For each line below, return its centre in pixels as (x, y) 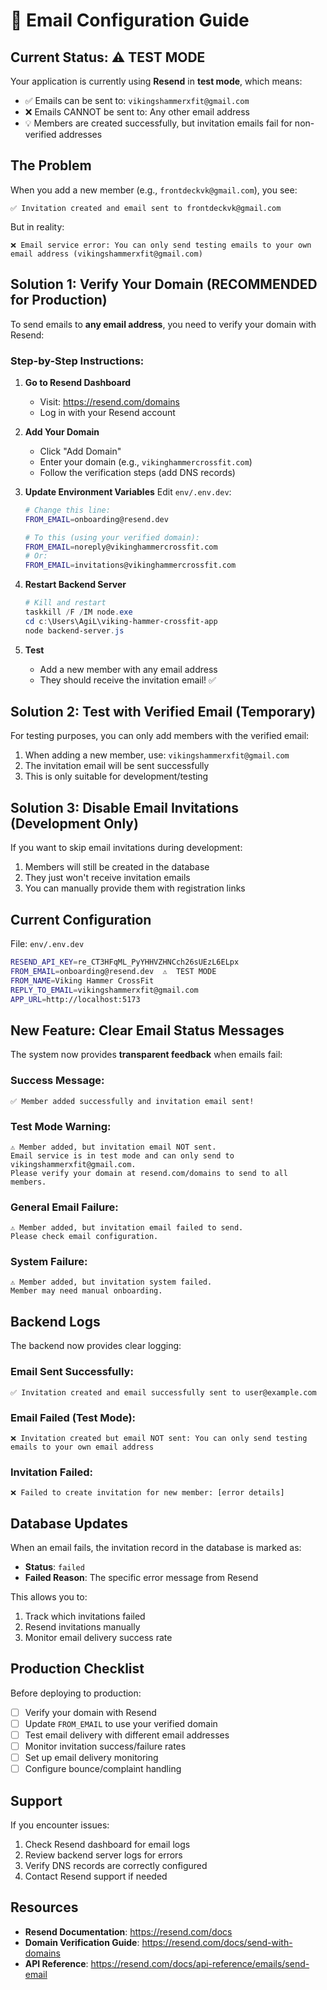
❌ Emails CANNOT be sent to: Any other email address (137, 112)
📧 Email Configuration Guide (130, 20)
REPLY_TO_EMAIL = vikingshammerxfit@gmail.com (104, 990)
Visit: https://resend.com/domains (109, 401)
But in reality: (37, 226)
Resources (44, 1907)
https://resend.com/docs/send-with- (217, 1942)
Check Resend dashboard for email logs (107, 1844)
